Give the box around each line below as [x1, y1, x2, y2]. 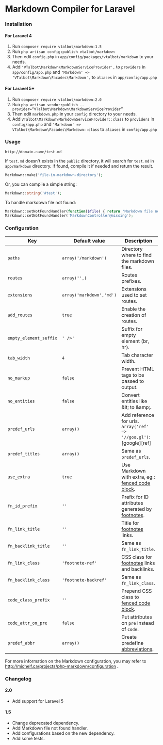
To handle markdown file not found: [5, 199, 76, 205]
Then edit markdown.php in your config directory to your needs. [12, 111, 137, 117]
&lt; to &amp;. [121, 404, 152, 410]
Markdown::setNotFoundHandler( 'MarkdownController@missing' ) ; [5, 213, 133, 218]
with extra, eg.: [121, 473, 155, 480]
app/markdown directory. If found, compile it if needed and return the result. [5, 163, 154, 169]
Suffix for [121, 325, 143, 332]
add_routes [7, 312, 33, 318]
